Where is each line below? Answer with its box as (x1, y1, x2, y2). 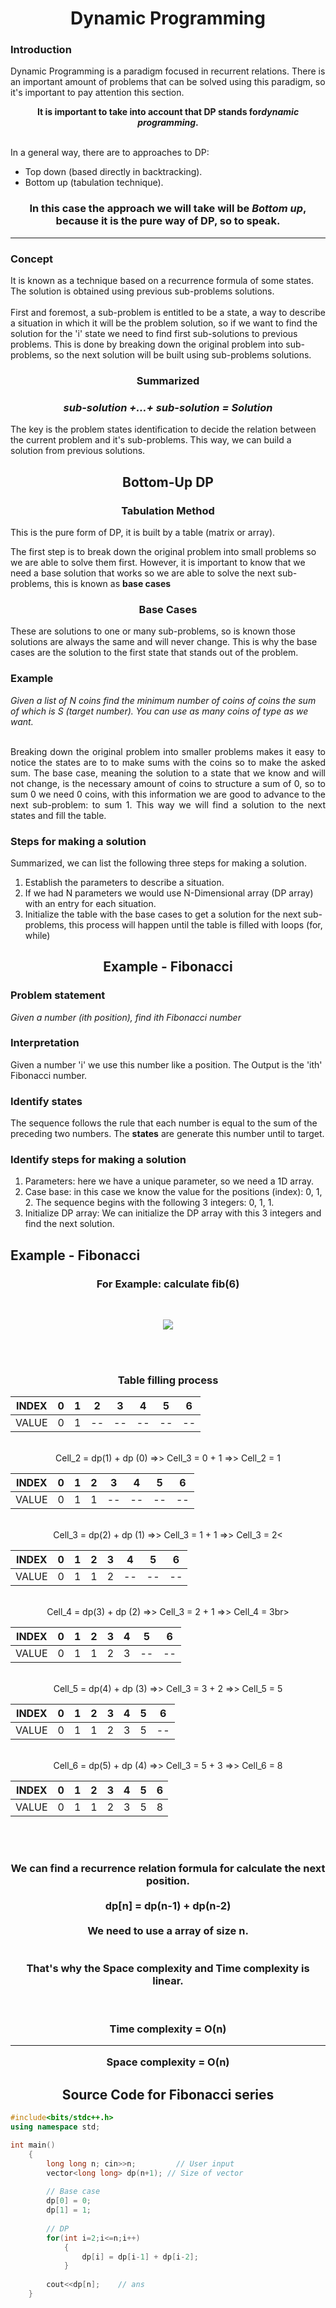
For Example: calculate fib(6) (96, 1277, 240, 1291)
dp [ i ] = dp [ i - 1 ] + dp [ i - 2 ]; (81, 2252, 199, 2262)
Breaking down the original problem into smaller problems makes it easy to (10, 745, 326, 757)
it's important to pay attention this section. (10, 87, 185, 99)
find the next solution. (24, 1218, 115, 1230)
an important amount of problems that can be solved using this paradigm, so (10, 76, 326, 88)
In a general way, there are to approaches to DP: (10, 147, 210, 159)
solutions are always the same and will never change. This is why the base (10, 636, 318, 648)
